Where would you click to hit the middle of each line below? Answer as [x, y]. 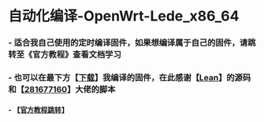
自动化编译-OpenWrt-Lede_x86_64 [124, 16]
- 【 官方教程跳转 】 [38, 109]
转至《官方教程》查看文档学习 [65, 54]
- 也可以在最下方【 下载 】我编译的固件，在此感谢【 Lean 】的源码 [130, 78]
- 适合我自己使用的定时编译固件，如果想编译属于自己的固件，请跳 [132, 43]
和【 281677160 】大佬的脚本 [62, 90]
